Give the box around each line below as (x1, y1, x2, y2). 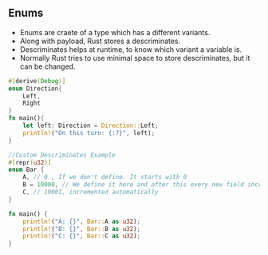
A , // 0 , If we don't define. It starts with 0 (22, 173, 187, 181)
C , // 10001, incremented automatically (22, 188, 159, 197)
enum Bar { (8, 165, 45, 174)
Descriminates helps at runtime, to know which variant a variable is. (19, 44, 242, 54)
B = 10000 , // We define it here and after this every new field (22, 181, 245, 189)
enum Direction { (8, 84, 62, 93)
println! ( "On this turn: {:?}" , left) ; (22, 129, 156, 137)
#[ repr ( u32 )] (8, 158, 52, 166)
